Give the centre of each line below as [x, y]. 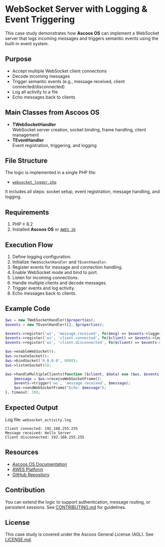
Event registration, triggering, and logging [54, 145]
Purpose [18, 59]
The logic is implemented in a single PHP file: [51, 173]
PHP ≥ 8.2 [23, 224]
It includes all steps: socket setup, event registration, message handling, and [82, 192]
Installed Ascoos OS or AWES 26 [44, 229]
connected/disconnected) [38, 87]
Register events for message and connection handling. [67, 267]
